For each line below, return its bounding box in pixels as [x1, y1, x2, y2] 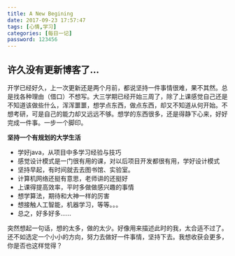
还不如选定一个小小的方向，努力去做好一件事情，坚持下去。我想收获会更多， [7, 232, 228, 241]
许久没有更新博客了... [7, 63, 100, 75]
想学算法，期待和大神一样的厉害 [17, 191, 110, 199]
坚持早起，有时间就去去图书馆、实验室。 [17, 165, 134, 174]
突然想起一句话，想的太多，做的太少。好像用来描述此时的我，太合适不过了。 [7, 224, 228, 232]
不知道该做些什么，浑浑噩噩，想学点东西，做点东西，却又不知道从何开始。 [7, 100, 222, 109]
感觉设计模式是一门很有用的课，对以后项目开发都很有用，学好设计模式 [17, 156, 220, 165]
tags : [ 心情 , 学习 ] [7, 23, 57, 30]
